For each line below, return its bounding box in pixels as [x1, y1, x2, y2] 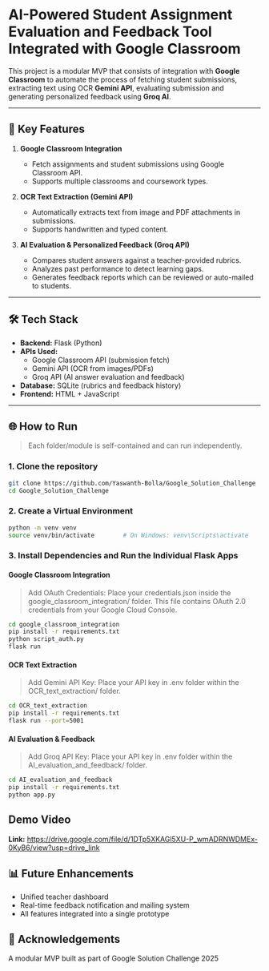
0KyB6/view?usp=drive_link [8, 843, 100, 852]
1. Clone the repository [8, 461, 98, 472]
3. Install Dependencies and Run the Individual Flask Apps [8, 550, 239, 562]
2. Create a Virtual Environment [8, 506, 134, 517]
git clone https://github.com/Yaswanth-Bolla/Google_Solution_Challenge [8, 479, 256, 487]
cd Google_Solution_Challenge [8, 486, 110, 494]
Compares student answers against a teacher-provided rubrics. [31, 255, 242, 265]
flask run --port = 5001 [8, 717, 84, 725]
